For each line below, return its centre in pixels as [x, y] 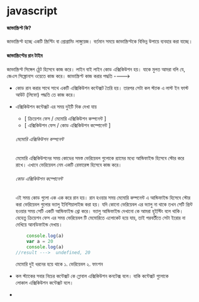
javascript [32, 11]
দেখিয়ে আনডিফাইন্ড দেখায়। [39, 224]
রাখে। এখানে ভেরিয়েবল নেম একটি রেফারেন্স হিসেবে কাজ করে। [69, 165]
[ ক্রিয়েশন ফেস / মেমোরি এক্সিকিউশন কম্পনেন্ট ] [65, 118]
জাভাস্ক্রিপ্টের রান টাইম [25, 56]
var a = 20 [40, 241]
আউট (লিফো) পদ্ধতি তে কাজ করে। [46, 94]
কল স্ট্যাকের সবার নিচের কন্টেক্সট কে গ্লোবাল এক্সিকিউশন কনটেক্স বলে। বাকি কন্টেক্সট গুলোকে [92, 276]
